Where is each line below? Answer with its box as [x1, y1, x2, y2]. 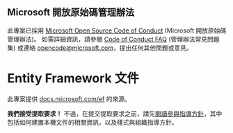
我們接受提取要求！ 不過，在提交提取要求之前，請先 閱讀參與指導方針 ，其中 [7, 109, 223, 118]
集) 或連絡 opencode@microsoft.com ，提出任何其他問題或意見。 [7, 44, 193, 52]
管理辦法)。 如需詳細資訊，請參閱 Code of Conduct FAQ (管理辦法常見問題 [7, 35, 220, 43]
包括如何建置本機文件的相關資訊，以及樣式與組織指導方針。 [7, 118, 178, 126]
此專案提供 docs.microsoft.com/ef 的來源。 [7, 94, 131, 103]
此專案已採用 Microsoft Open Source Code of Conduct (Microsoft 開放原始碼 [7, 26, 227, 35]
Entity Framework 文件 [7, 71, 139, 86]
